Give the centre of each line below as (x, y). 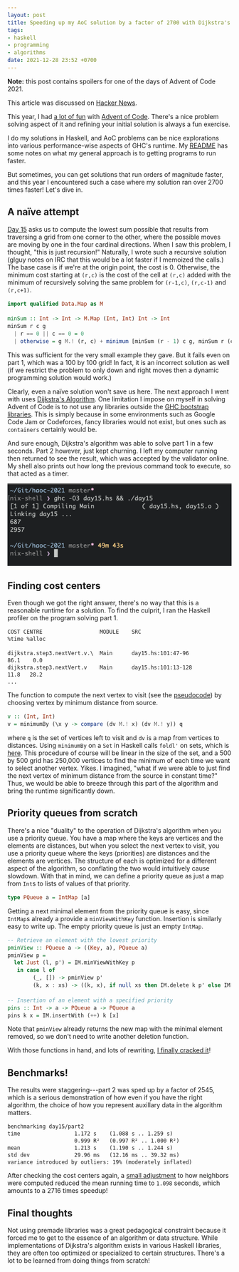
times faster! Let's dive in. (45, 190)
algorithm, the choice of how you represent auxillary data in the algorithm (115, 1105)
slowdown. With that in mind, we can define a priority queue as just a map (116, 876)
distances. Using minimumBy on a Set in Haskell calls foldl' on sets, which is (118, 746)
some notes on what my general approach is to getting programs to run (112, 153)
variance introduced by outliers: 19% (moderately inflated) (100, 1162)
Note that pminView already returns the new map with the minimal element (115, 1029)
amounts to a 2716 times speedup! (58, 1191)
